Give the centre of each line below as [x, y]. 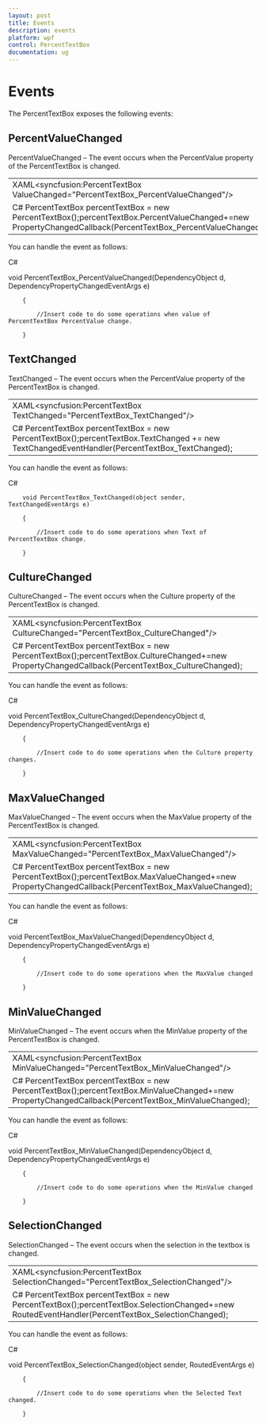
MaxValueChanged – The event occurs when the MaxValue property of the [130, 817]
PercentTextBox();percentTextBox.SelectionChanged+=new [123, 1305]
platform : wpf [32, 38]
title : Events [32, 23]
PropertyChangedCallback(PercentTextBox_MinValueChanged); [131, 1100]
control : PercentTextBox [49, 45]
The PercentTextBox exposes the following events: [91, 113]
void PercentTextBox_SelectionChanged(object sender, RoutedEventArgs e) [131, 1365]
